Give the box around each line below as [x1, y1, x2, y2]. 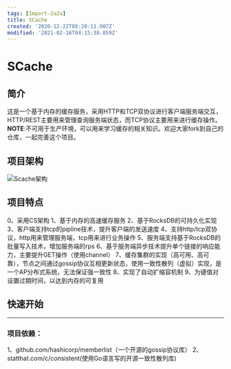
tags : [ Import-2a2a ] [7, 10, 67, 17]
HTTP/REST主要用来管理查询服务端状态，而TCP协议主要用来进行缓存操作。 [7, 116, 221, 124]
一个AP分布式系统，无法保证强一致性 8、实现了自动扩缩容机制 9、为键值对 [7, 267, 219, 276]
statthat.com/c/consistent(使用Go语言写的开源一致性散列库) [7, 354, 177, 362]
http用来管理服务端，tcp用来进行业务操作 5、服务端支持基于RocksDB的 [19, 233, 221, 241]
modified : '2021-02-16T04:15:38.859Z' [7, 29, 118, 36]
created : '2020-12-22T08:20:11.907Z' [7, 23, 115, 30]
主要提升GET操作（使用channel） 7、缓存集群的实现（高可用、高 [19, 250, 203, 258]
